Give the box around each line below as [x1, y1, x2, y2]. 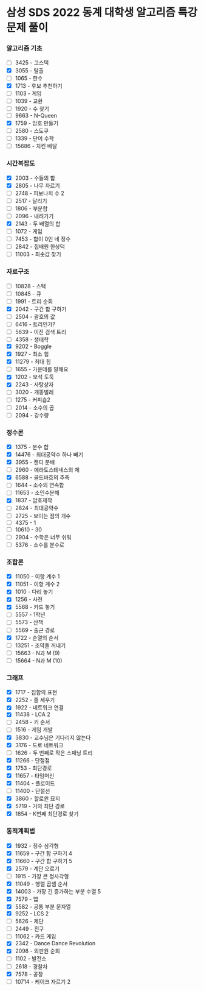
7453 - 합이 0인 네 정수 [15, 235, 71, 243]
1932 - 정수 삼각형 [15, 842, 59, 849]
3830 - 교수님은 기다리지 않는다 [15, 734, 91, 741]
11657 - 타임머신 [15, 772, 55, 779]
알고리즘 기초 [6, 44, 42, 52]
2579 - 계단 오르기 [15, 865, 59, 872]
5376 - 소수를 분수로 [15, 541, 65, 549]
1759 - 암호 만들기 [15, 119, 59, 127]
